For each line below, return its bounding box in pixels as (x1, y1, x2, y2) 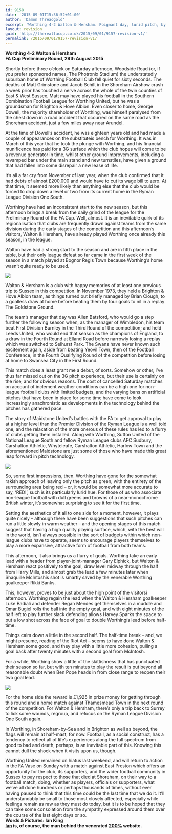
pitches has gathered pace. (5, 405, 63, 411)
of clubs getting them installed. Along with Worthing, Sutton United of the (5, 431, 160, 437)
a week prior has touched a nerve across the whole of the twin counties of (5, 87, 162, 93)
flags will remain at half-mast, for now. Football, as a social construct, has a (5, 731, 164, 737)
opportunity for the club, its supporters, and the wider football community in (5, 768, 166, 774)
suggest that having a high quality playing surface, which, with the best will (5, 526, 164, 532)
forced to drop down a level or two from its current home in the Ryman (5, 188, 154, 194)
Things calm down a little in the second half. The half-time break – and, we (5, 632, 163, 638)
